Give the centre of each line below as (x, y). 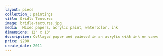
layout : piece (19, 9)
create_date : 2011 (24, 46)
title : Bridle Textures (29, 19)
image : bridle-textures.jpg (33, 23)
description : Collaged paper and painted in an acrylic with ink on (76, 37)
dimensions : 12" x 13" (28, 32)
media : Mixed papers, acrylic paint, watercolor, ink (62, 28)
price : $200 (17, 41)
